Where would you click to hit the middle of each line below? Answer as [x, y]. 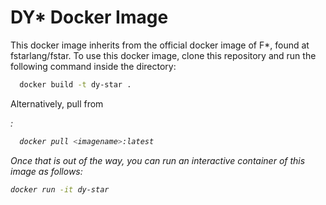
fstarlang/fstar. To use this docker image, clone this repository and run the [163, 55]
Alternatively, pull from [57, 103]
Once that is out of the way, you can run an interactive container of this [158, 160]
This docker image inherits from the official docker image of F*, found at [160, 45]
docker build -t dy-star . [75, 84]
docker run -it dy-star [60, 189]
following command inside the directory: [93, 66]
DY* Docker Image [89, 17]
